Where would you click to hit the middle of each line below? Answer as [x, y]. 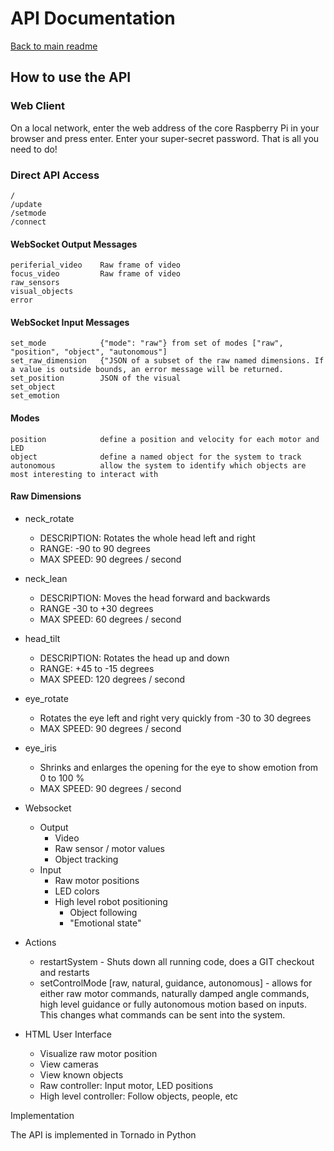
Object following [103, 912]
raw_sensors [35, 283]
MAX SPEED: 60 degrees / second [110, 619]
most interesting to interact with [84, 474]
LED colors [77, 891]
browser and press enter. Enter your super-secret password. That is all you [165, 138]
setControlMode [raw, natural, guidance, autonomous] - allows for [176, 983]
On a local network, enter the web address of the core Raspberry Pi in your [165, 128]
